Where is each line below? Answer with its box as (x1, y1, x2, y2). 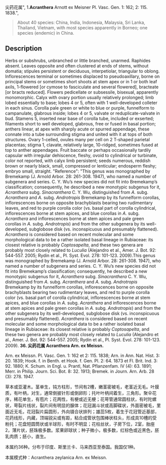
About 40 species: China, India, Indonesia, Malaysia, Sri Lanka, (17, 19, 146, 25)
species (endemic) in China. (17, 30, 75, 36)
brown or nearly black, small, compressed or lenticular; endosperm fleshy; (5, 163, 157, 169)
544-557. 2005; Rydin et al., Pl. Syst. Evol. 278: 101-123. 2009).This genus (5, 252, 156, 258)
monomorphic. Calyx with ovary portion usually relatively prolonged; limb (5, 94, 154, 100)
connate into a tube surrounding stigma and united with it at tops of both (5, 131, 153, 137)
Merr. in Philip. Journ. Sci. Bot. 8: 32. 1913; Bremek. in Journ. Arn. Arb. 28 (5, 368, 155, 374)
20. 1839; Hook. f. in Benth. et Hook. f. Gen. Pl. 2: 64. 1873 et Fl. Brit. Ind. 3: (5, 357, 158, 363)
